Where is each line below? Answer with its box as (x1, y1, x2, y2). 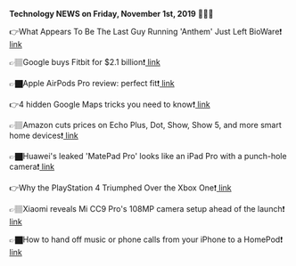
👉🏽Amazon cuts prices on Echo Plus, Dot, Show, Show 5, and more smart (9, 120, 283, 130)
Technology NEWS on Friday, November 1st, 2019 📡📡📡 (9, 9, 214, 19)
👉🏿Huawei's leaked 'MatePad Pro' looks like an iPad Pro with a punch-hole (9, 151, 287, 161)
